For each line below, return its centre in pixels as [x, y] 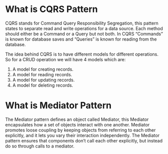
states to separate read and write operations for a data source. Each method [84, 28]
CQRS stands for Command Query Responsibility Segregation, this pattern [82, 23]
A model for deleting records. [43, 85]
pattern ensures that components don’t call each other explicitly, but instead [84, 140]
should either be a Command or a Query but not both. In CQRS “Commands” [84, 34]
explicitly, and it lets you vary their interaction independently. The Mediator [82, 135]
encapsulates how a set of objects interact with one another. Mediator [77, 124]
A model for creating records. [43, 69]
